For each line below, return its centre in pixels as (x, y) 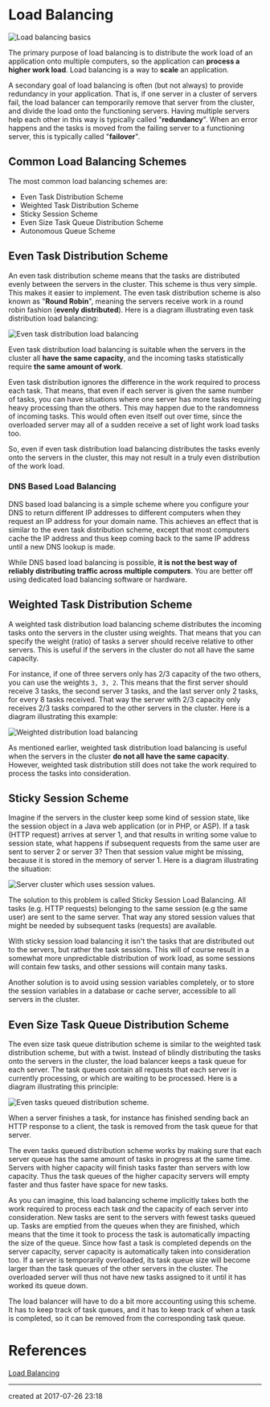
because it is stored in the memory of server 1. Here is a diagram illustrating (133, 861)
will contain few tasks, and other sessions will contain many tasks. (118, 967)
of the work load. (37, 466)
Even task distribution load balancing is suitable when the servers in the (127, 349)
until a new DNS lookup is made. (62, 546)
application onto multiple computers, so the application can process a (124, 61)
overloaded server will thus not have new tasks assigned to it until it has (127, 1277)
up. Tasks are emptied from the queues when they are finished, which (124, 1226)
